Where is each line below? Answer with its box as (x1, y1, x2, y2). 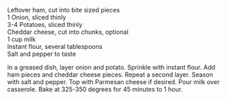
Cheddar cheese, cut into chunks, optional (7, 28, 128, 36)
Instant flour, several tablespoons (7, 43, 103, 50)
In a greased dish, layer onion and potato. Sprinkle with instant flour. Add (7, 63, 216, 71)
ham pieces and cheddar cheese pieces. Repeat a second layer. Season (7, 70, 214, 79)
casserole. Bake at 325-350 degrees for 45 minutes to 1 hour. (7, 86, 183, 93)
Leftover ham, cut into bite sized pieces (7, 6, 120, 14)
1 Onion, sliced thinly (7, 13, 67, 21)
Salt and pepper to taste (7, 50, 76, 58)
